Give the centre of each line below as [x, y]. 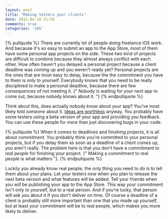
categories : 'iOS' [24, 29]
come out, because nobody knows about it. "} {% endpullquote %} [74, 97]
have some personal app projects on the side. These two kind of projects [81, 54]
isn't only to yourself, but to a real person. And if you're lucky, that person [81, 190]
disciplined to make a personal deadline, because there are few [71, 86]
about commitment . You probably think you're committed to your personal [81, 137]
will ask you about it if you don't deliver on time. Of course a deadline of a [81, 195]
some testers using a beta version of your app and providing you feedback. [83, 117]
